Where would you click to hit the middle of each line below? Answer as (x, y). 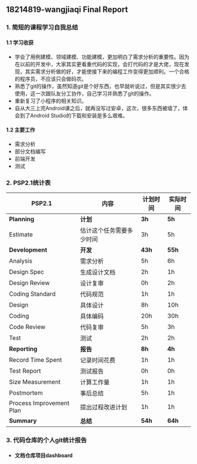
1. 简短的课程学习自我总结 (42, 28)
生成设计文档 (98, 272)
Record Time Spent (35, 360)
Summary (23, 421)
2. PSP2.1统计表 (28, 182)
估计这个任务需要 (103, 231)
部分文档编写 (30, 151)
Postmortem (26, 393)
